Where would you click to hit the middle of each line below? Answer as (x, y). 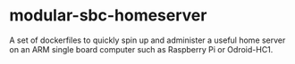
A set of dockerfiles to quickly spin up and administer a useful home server (147, 40)
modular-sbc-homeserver (108, 16)
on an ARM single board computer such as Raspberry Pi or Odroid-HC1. (141, 49)
